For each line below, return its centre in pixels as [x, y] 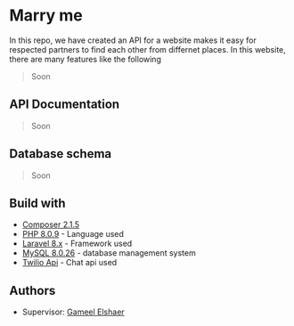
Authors [33, 290]
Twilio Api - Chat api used [69, 263]
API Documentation [65, 105]
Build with [37, 203]
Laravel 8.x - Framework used [77, 244]
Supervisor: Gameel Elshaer [73, 312]
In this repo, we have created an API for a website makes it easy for [133, 40]
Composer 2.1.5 [51, 224]
